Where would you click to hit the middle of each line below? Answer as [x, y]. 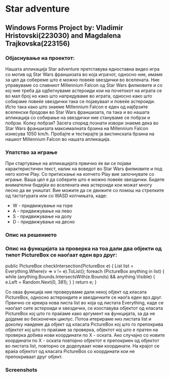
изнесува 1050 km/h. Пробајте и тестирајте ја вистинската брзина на [80, 134]
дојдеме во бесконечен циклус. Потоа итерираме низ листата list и [78, 319]
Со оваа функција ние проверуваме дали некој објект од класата [76, 292]
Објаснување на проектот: [40, 58]
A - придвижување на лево [42, 211]
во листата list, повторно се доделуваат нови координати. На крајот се [82, 346]
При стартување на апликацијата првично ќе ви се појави [68, 164]
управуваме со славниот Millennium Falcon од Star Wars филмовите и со [84, 85]
